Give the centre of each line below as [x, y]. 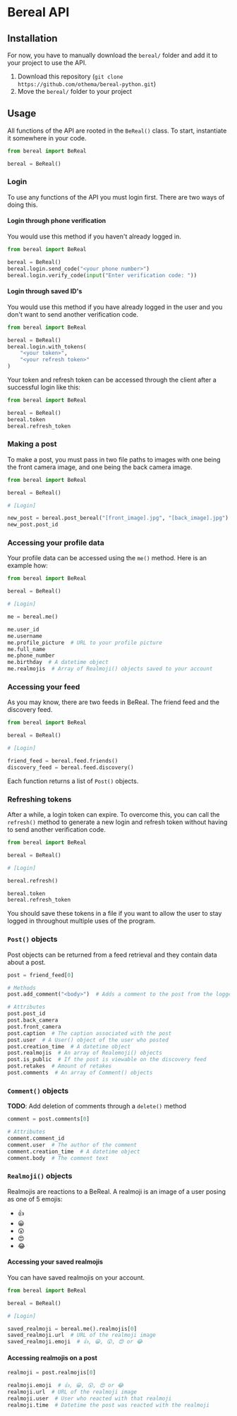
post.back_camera [33, 1020]
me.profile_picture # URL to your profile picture [85, 643]
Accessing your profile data [56, 543]
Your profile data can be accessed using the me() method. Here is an [107, 558]
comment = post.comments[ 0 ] [49, 1119]
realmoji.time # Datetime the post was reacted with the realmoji [109, 1405]
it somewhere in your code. [47, 138]
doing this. [23, 205]
